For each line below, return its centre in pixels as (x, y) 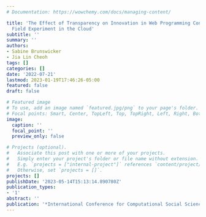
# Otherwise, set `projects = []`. (55, 170)
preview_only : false (38, 136)
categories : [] (26, 68)
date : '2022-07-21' (31, 74)
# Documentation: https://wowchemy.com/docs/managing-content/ (89, 12)
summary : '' (21, 40)
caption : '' (27, 125)
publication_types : (31, 187)
